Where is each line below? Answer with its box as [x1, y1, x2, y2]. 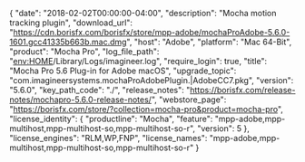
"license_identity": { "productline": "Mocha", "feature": [9, 113, 213, 124]
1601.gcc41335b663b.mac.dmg [9, 36, 127, 47]
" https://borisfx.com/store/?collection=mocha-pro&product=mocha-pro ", [9, 104, 284, 114]
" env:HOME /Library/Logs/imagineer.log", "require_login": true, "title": [9, 56, 268, 66]
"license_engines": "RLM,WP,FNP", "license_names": [9, 133, 208, 143]
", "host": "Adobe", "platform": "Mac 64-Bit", [126, 36, 292, 47]
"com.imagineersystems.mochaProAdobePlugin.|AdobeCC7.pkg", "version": [9, 75, 294, 85]
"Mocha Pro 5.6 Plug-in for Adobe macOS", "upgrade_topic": [9, 65, 237, 76]
